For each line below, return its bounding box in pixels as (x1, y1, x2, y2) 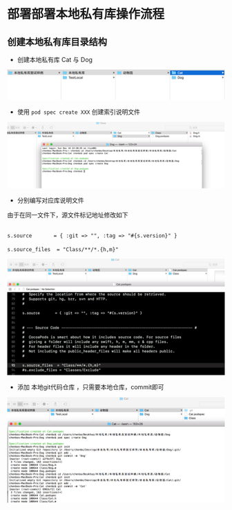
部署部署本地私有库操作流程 (7, 6, 165, 22)
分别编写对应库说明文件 (17, 196, 84, 204)
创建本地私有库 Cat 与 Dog (17, 56, 93, 63)
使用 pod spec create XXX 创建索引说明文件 (17, 108, 140, 116)
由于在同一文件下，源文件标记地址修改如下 (7, 211, 128, 219)
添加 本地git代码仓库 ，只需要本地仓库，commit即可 (17, 383, 164, 391)
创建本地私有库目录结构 (7, 36, 107, 48)
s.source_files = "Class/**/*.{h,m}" (7, 246, 119, 253)
